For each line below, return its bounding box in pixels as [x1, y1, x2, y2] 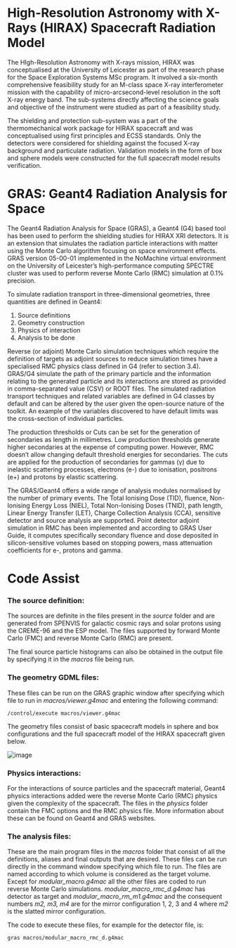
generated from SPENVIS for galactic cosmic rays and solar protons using [7, 619, 221, 628]
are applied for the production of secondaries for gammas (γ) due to [7, 457, 205, 466]
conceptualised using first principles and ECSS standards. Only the [7, 131, 202, 140]
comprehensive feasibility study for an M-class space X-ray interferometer [7, 80, 223, 89]
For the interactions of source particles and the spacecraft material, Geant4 [7, 784, 226, 792]
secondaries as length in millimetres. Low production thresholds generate [7, 435, 220, 443]
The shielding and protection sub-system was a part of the [7, 116, 178, 124]
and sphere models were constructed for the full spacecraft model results [7, 153, 221, 162]
